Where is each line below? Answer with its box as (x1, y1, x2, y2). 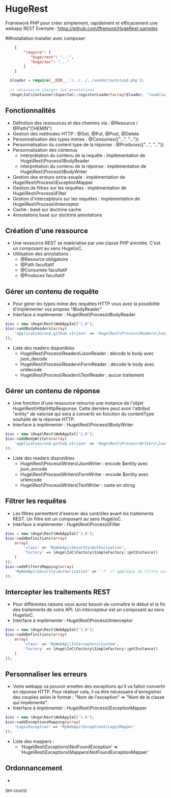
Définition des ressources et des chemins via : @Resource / (12, 120, 138, 126)
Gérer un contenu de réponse (5, 387, 100, 395)
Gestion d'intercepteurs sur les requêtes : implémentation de (12, 196, 140, 202)
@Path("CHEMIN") (12, 125, 52, 131)
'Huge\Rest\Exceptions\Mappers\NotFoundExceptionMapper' (20, 749, 149, 755)
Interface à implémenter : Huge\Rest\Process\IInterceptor (12, 617, 133, 624)
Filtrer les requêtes (5, 497, 67, 506)
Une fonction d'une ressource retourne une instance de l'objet (12, 400, 144, 406)
